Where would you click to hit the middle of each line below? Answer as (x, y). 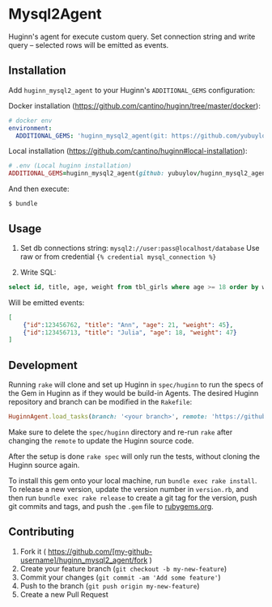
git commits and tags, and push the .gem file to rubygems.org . (111, 506)
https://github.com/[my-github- (100, 551)
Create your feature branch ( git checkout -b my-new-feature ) (123, 568)
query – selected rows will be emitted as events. (89, 45)
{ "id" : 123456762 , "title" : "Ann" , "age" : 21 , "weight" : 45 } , (128, 325)
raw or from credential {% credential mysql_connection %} (118, 257)
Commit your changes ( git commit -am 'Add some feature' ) (120, 577)
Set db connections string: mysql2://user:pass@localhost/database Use (140, 248)
